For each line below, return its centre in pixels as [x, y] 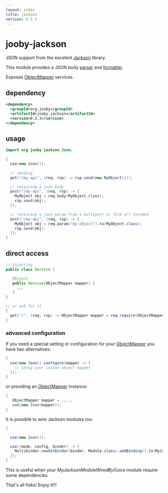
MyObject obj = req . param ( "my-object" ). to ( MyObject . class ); [78, 224]
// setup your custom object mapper [53, 368]
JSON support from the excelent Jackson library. [56, 58]
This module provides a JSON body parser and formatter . [65, 68]
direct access [27, 253]
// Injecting [19, 265]
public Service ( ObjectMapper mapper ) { [54, 283]
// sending [21, 173]
